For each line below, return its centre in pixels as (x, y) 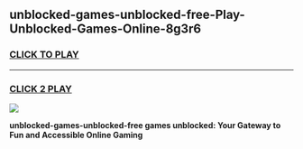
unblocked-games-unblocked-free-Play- (127, 15)
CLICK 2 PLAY (41, 88)
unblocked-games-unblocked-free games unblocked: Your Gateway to (145, 125)
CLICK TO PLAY (44, 55)
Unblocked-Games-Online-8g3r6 (105, 29)
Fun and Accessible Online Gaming (76, 135)
